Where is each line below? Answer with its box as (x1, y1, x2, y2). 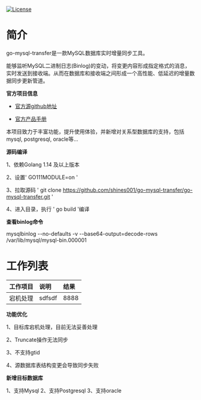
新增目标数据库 (6, 374, 43, 381)
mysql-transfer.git (6, 193, 51, 200)
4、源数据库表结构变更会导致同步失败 (6, 361, 99, 368)
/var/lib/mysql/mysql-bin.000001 (6, 237, 87, 244)
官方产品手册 (14, 115, 47, 122)
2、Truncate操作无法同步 (6, 336, 69, 343)
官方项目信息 (6, 90, 38, 97)
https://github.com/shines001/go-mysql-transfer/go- (62, 186, 193, 193)
